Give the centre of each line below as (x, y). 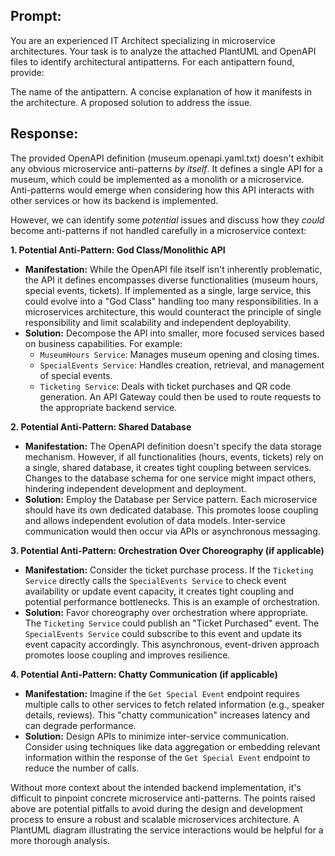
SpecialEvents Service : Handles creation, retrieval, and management (182, 365)
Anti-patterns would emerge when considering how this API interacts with (162, 190)
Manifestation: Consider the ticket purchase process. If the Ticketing (169, 570)
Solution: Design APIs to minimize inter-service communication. (157, 736)
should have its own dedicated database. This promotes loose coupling (171, 510)
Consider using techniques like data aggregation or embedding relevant (172, 746)
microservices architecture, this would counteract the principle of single (173, 311)
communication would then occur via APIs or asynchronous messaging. (172, 531)
